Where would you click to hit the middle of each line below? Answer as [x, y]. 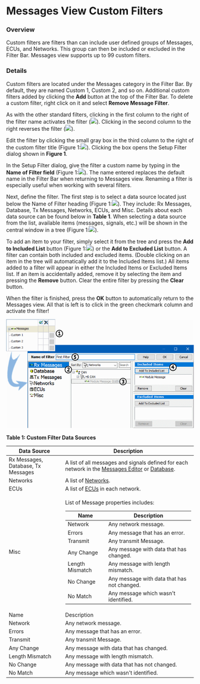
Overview [21, 30]
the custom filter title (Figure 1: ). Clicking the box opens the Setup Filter [96, 147]
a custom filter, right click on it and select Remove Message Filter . [88, 103]
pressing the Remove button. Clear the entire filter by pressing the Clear [95, 280]
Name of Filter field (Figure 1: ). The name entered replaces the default [96, 172]
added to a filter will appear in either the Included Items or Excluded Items [97, 268]
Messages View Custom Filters [85, 11]
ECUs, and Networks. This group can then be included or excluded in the [96, 49]
